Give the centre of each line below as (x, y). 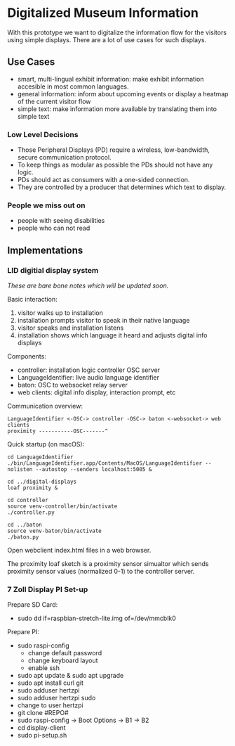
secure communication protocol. (64, 157)
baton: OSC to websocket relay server (72, 385)
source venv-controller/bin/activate (62, 507)
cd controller (28, 501)
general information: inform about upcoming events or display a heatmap (123, 94)
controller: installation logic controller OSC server (88, 370)
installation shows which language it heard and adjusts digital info (112, 335)
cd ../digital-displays (42, 482)
